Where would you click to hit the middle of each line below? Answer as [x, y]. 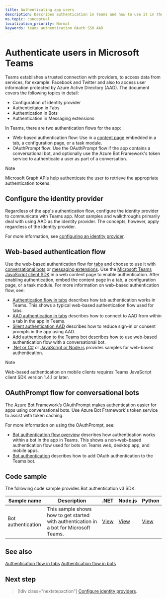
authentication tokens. [28, 183]
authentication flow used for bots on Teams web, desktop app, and [81, 445]
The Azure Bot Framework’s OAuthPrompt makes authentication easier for [81, 405]
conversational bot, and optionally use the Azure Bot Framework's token [86, 153]
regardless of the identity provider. [41, 226]
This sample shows [69, 509]
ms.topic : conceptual [28, 19]
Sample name [25, 501]
